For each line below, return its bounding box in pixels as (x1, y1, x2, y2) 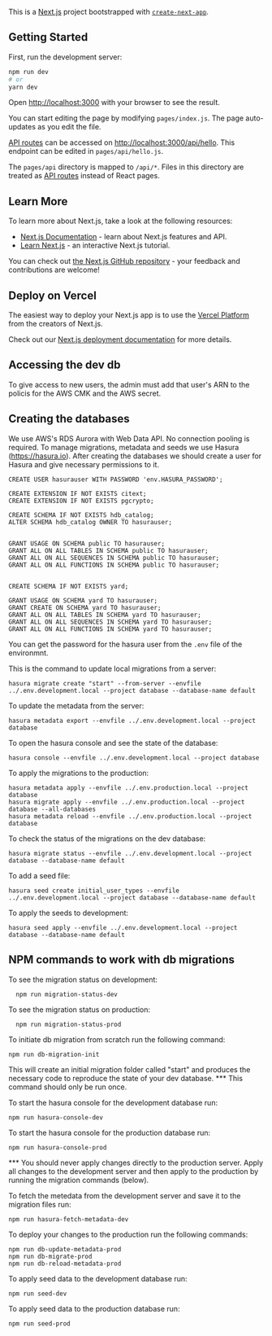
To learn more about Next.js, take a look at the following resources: (8, 216, 233, 226)
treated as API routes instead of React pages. (8, 171, 160, 181)
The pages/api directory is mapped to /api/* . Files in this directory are (8, 162, 244, 172)
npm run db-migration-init (8, 1050, 100, 1058)
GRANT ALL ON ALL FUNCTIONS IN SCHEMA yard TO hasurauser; (8, 624, 213, 633)
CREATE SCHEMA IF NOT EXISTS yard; (8, 582, 129, 590)
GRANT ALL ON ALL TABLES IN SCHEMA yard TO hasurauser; (8, 611, 201, 619)
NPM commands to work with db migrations (8, 953, 235, 967)
